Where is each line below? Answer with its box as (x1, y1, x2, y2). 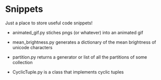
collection (12, 59, 33, 65)
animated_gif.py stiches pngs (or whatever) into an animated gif (12, 29, 144, 35)
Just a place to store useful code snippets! (5, 20, 93, 26)
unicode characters (12, 44, 53, 50)
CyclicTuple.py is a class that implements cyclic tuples (12, 69, 124, 75)
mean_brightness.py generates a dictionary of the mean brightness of (12, 39, 156, 45)
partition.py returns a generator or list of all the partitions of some (12, 54, 147, 60)
